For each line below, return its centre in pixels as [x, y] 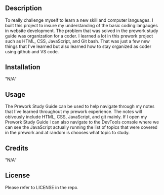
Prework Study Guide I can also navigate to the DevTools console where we [82, 122]
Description [23, 8]
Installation [23, 67]
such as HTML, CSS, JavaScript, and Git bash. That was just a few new [78, 41]
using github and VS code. [32, 51]
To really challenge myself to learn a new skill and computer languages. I [79, 20]
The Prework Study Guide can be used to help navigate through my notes [80, 106]
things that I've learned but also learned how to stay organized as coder [78, 46]
